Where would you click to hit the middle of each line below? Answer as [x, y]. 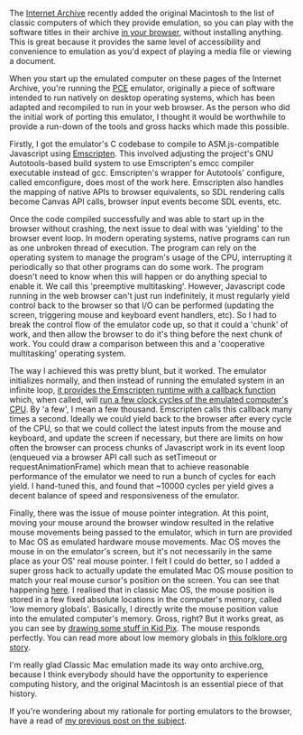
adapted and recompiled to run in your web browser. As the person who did [150, 107]
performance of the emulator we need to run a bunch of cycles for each [143, 476]
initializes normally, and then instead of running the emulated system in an [147, 380]
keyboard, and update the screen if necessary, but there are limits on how [147, 438]
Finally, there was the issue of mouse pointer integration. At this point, [139, 513]
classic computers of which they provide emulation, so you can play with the [151, 23]
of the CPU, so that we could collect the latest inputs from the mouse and [146, 428]
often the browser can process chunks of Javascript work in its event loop [147, 447]
